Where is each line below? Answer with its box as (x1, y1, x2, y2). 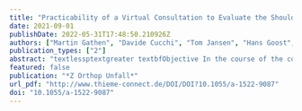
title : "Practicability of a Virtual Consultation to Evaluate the (9, 13, 268, 22)
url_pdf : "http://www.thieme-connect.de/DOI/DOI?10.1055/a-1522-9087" (9, 80, 280, 89)
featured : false (9, 64, 70, 73)
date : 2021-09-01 (9, 21, 75, 30)
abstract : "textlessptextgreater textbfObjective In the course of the (9, 55, 283, 64)
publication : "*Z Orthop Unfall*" (9, 72, 139, 81)
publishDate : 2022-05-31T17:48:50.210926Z (9, 30, 171, 38)
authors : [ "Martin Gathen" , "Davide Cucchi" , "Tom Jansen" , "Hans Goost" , (9, 38, 296, 47)
